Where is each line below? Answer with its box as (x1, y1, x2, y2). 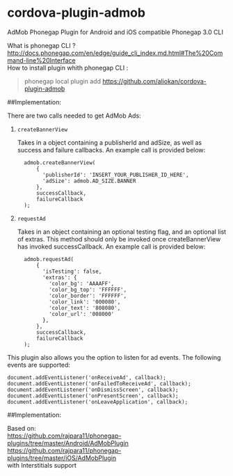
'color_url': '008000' (48, 310, 115, 317)
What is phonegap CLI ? (7, 41, 76, 49)
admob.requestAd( (24, 255, 74, 262)
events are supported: (7, 360, 71, 369)
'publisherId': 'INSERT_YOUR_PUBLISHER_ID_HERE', (42, 171, 189, 178)
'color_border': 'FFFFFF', (48, 292, 127, 299)
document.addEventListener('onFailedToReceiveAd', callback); (7, 380, 191, 387)
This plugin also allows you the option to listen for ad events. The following (7, 353, 221, 361)
